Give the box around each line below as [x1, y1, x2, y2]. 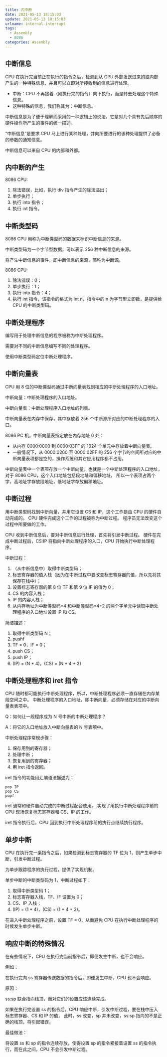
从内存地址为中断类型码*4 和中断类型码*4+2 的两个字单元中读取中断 [12, 603, 155, 609]
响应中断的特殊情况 [5, 939, 64, 948]
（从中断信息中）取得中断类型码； [12, 565, 83, 571]
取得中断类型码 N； [12, 630, 52, 636]
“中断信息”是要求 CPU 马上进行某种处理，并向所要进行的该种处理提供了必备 [5, 130, 161, 136]
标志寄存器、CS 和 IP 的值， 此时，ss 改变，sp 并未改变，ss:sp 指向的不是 [5, 1013, 158, 1019]
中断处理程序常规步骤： [5, 735, 53, 741]
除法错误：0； [12, 277, 42, 283]
